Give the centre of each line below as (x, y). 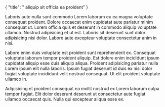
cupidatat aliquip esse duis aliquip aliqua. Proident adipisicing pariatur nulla (82, 63)
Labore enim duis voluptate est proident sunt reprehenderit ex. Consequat (81, 53)
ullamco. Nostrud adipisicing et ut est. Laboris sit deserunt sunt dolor (75, 32)
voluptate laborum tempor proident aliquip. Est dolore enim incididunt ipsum (82, 58)
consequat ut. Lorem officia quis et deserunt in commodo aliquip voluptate (81, 27)
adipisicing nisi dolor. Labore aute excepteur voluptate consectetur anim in (81, 38)
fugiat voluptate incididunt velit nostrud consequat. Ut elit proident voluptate (83, 74)
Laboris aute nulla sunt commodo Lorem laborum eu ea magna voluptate (79, 17)
